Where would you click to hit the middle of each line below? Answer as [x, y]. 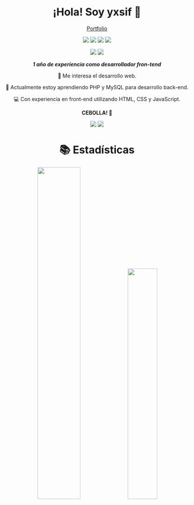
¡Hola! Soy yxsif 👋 [97, 12]
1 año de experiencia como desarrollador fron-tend [97, 64]
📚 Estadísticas [97, 150]
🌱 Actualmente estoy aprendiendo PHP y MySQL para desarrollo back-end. [97, 87]
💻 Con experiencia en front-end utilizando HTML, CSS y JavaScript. [97, 99]
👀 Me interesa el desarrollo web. [97, 76]
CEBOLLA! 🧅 [97, 112]
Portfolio [97, 28]
